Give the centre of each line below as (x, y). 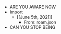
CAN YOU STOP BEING (32, 27)
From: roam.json (40, 22)
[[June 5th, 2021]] (35, 17)
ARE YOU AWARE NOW (33, 7)
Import (16, 12)
